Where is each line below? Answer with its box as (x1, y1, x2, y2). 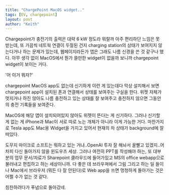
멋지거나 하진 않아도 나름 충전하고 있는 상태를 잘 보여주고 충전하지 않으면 (5, 95, 148, 102)
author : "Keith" (5, 21, 39, 27)
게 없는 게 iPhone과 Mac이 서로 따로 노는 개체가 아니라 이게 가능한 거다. (5, 119, 147, 125)
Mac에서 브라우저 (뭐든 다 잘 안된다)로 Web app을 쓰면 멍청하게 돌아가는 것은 (10, 167, 164, 173)
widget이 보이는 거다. (5, 61, 48, 67)
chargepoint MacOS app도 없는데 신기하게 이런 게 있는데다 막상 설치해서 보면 (5, 83, 159, 89)
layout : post (5, 17, 33, 22)
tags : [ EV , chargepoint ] (5, 12, 58, 17)
